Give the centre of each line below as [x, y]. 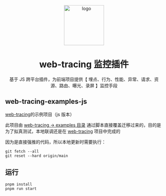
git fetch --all [22, 151]
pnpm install [19, 184]
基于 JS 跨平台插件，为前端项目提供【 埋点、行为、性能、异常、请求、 [82, 79]
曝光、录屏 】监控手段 [95, 85]
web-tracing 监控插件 [84, 64]
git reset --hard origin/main [37, 156]
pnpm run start [21, 188]
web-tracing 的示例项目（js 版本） [40, 114]
